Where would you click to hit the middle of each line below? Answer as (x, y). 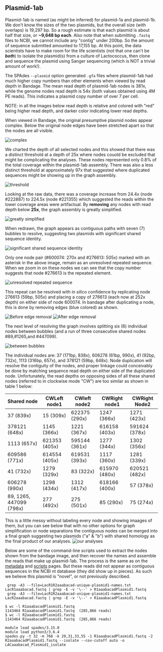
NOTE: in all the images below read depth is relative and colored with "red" (80, 105)
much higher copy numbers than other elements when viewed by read (75, 81)
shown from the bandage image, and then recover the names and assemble (81, 555)
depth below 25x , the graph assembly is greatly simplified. (64, 209)
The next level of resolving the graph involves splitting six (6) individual (76, 326)
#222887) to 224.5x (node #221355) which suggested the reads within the (80, 199)
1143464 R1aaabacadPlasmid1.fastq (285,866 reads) (58, 611)
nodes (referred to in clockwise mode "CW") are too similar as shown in (77, 381)
